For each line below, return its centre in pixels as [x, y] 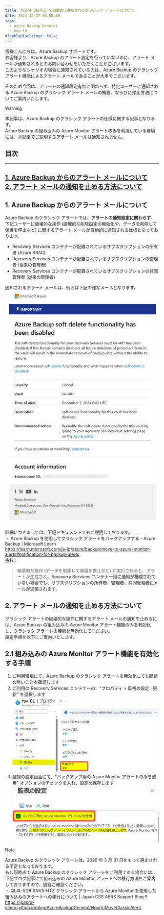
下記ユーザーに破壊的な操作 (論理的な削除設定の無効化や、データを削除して [81, 224]
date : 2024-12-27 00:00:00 [32, 15]
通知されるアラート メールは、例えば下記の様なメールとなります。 [72, 288]
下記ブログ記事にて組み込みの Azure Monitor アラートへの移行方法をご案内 [81, 878]
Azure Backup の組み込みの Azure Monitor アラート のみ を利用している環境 [80, 131]
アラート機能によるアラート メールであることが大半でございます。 [72, 76]
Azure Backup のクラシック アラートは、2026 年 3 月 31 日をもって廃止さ [79, 860]
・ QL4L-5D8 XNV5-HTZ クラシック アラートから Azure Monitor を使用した [81, 890]
